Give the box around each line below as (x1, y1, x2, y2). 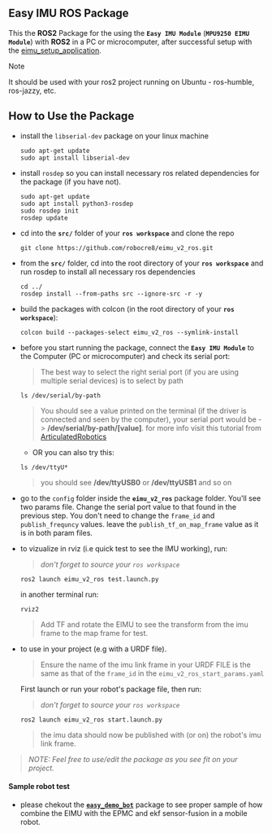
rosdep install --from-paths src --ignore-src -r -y (19, 289, 203, 298)
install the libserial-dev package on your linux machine (19, 130, 209, 141)
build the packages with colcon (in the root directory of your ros (19, 304, 235, 313)
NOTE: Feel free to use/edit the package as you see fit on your (28, 754, 238, 764)
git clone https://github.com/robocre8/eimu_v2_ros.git (19, 243, 214, 252)
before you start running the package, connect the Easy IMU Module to (19, 342, 254, 353)
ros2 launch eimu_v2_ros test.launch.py (19, 575, 159, 583)
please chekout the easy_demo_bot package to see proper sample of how (19, 800, 263, 809)
